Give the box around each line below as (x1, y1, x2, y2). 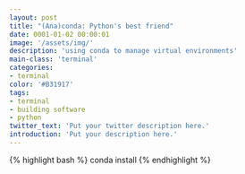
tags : (9, 88, 30, 97)
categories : (9, 64, 54, 73)
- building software (9, 105, 87, 114)
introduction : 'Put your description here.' (9, 130, 178, 139)
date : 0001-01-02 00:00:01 (9, 30, 110, 39)
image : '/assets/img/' (9, 38, 94, 48)
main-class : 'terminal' (9, 55, 98, 64)
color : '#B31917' (9, 80, 74, 89)
